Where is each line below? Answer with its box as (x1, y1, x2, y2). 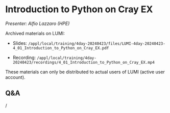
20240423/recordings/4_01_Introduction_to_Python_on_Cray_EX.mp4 (12, 60, 155, 65)
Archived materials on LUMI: (5, 30, 65, 36)
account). (5, 74, 26, 80)
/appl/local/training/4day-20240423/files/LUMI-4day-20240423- (28, 41, 166, 46)
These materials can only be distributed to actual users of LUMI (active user (5, 69, 165, 75)
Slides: (12, 40, 27, 46)
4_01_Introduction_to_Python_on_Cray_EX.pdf (12, 45, 109, 50)
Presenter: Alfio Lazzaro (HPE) (5, 20, 70, 26)
